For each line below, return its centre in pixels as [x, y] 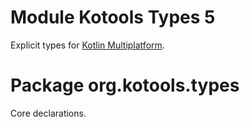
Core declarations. [48, 113]
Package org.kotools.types [125, 85]
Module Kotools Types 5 [113, 17]
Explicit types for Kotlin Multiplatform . [87, 45]
